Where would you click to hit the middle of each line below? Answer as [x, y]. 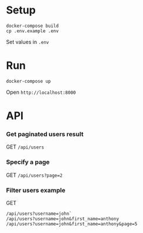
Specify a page [28, 162]
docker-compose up [28, 81]
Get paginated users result [45, 134]
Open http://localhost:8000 [41, 92]
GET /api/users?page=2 [34, 175]
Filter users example [36, 190]
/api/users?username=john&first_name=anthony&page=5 [72, 224]
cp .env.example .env [33, 31]
